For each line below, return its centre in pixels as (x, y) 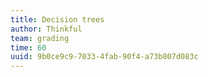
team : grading (40, 38)
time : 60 (28, 47)
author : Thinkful (46, 29)
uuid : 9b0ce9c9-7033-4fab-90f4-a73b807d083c (104, 57)
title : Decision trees (57, 19)
